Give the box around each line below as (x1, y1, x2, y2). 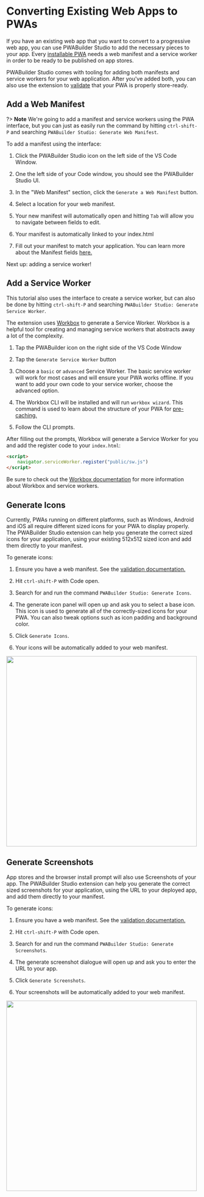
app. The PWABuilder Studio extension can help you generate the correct (6, 880, 191, 887)
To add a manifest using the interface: (6, 140, 102, 147)
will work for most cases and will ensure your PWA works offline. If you (15, 373, 194, 381)
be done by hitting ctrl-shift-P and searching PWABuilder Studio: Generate (6, 300, 199, 308)
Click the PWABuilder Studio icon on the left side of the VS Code (15, 152, 177, 159)
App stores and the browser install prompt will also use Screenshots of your (6, 873, 197, 881)
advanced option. (15, 387, 60, 394)
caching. (15, 411, 38, 418)
